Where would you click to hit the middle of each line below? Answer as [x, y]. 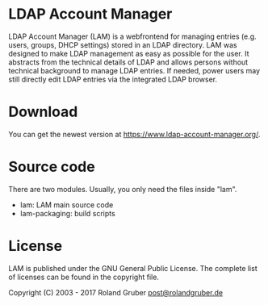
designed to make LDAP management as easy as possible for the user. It [129, 53]
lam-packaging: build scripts [67, 213]
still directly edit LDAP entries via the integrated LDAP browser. [113, 79]
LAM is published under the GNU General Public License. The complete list [133, 268]
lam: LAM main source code [67, 205]
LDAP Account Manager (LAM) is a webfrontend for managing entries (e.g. [132, 36]
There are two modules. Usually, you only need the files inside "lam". [123, 189]
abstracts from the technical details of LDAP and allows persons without [128, 62]
